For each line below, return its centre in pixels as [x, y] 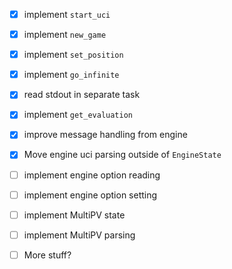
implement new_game [65, 35]
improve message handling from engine [105, 135]
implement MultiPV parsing [79, 235]
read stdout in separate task [82, 95]
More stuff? [47, 255]
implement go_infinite [71, 75]
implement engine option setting [90, 195]
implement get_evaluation [78, 115]
